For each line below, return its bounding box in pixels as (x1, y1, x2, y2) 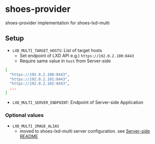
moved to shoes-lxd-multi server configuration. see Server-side (19, 128, 150, 134)
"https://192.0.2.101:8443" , (9, 77, 70, 82)
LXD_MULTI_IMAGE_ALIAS (12, 124, 59, 129)
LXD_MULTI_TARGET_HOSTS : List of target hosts (12, 47, 103, 53)
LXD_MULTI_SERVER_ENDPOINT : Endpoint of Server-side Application (12, 99, 144, 105)
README (19, 134, 38, 140)
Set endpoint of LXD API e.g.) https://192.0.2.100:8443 (19, 52, 135, 58)
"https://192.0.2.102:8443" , (9, 81, 70, 86)
